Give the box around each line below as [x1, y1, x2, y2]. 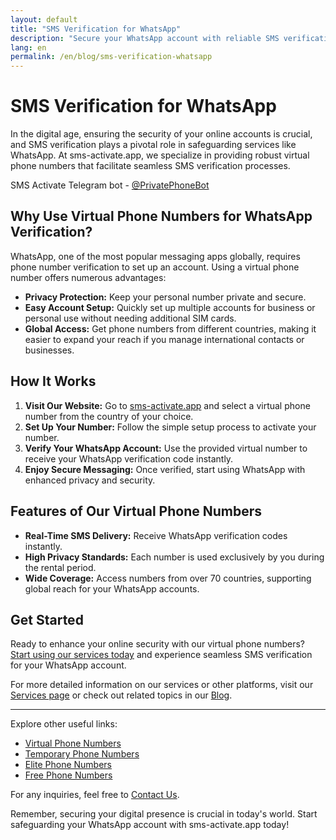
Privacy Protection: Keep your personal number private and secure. [24, 291, 307, 303]
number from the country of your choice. [24, 410, 194, 422]
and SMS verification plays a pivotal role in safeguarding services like [10, 139, 297, 151]
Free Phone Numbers [24, 769, 113, 781]
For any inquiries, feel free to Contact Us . [10, 789, 180, 801]
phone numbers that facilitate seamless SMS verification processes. [10, 160, 291, 172]
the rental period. [24, 561, 97, 573]
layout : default [10, 14, 78, 25]
